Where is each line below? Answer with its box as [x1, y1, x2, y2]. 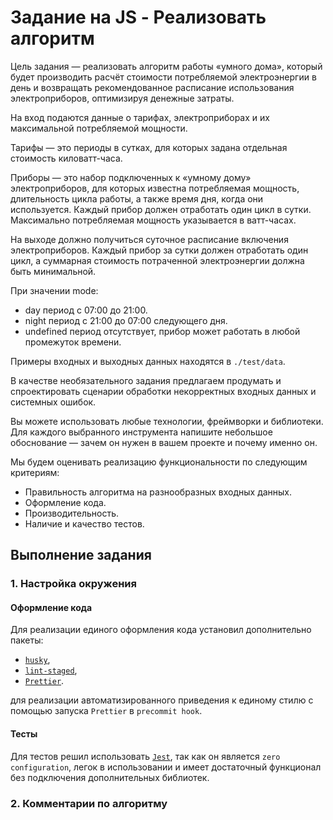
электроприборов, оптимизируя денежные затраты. [10, 92, 235, 104]
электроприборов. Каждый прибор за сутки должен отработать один [10, 244, 309, 256]
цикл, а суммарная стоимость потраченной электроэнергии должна [10, 254, 305, 266]
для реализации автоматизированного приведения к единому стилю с [10, 694, 314, 706]
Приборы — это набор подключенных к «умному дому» [10, 171, 252, 183]
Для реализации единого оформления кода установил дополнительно [10, 624, 312, 636]
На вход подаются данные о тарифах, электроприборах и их [10, 111, 270, 123]
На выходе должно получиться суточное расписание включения [10, 233, 289, 245]
